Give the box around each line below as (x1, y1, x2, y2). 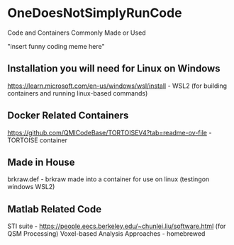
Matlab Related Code (7, 203, 101, 215)
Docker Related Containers (7, 110, 129, 122)
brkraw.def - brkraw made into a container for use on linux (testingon (7, 175, 210, 183)
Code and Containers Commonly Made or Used (7, 28, 147, 37)
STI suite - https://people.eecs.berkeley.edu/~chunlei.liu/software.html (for (7, 222, 226, 231)
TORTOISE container (7, 136, 68, 144)
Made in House (7, 156, 76, 168)
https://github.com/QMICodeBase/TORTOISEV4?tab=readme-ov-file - (7, 128, 212, 137)
